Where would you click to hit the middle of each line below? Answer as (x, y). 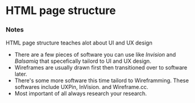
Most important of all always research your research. (80, 94)
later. (21, 74)
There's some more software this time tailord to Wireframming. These (101, 80)
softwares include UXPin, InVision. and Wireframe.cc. (81, 87)
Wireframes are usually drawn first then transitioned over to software (101, 68)
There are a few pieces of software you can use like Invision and (95, 55)
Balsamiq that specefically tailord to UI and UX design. (83, 61)
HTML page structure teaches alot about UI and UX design (79, 43)
